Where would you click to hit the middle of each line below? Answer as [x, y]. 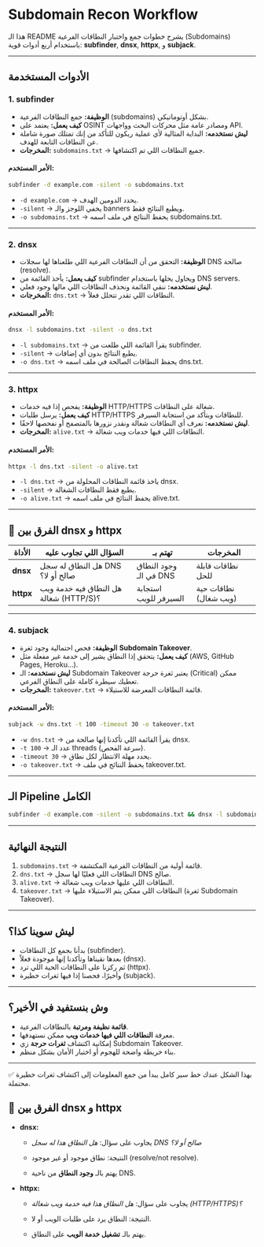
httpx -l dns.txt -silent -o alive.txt [73, 467]
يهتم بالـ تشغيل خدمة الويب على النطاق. [89, 1234]
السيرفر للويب [160, 598]
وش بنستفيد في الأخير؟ [58, 1008]
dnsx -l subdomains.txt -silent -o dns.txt [81, 330]
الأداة [22, 553]
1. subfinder [31, 99]
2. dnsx [23, 244]
